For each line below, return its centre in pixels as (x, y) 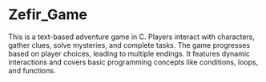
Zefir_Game (48, 15)
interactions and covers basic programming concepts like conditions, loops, (133, 62)
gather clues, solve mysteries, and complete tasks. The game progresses (129, 45)
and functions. (32, 70)
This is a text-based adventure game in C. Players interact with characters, (131, 37)
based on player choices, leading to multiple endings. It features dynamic (129, 53)
